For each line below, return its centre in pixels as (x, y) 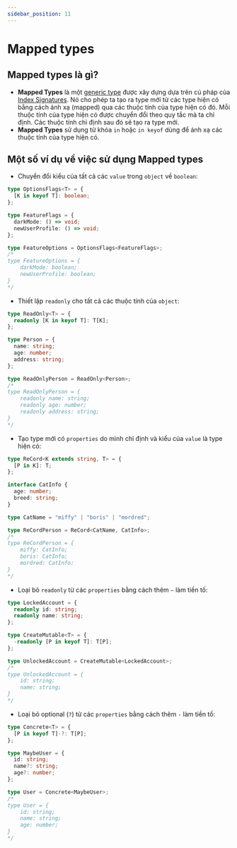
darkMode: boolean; (49, 268)
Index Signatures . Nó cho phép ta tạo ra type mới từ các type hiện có (118, 99)
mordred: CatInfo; (47, 563)
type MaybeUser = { (36, 753)
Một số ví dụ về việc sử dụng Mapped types (105, 160)
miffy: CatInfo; (44, 550)
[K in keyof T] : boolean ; (52, 196)
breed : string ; (36, 498)
